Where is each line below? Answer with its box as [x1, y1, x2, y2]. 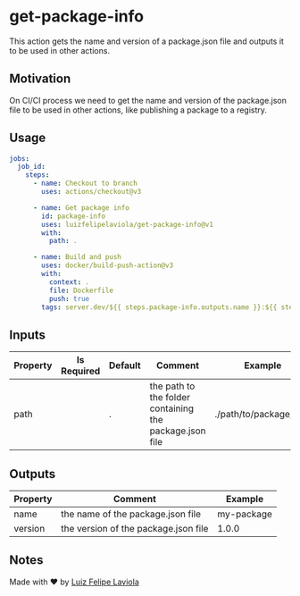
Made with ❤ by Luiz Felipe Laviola [9, 576, 140, 587]
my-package [217, 508, 272, 520]
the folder [149, 391, 190, 404]
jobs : [9, 154, 29, 163]
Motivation [9, 71, 71, 87]
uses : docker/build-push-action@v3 [41, 261, 174, 270]
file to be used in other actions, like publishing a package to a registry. [9, 105, 268, 115]
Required [61, 365, 101, 377]
